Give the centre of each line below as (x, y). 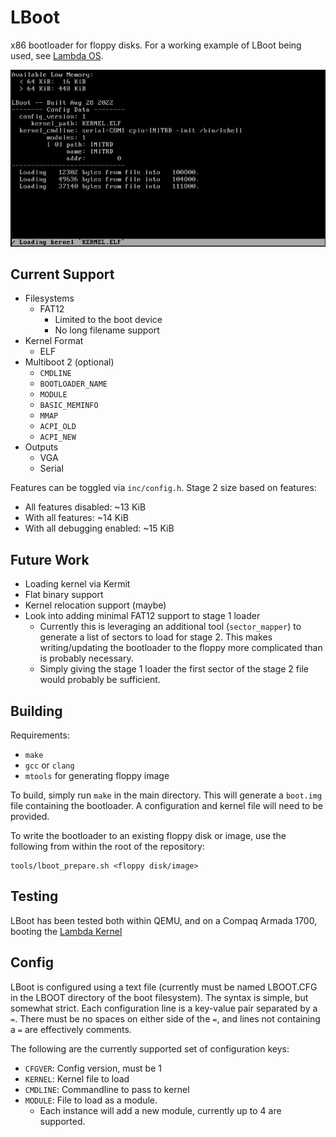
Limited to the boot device (108, 320)
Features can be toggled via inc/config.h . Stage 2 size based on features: (163, 488)
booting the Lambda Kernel (66, 931)
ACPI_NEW (58, 437)
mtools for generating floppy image (97, 775)
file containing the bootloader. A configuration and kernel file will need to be (166, 805)
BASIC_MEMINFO (69, 406)
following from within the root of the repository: (107, 846)
